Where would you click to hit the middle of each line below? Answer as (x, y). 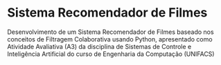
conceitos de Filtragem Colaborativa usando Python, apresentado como (110, 39)
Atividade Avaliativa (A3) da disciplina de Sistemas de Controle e (99, 46)
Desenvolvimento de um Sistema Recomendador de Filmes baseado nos (110, 32)
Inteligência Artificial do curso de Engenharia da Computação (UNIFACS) (111, 54)
